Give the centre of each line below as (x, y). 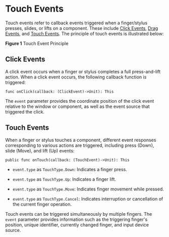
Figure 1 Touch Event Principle (37, 43)
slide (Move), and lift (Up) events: (40, 150)
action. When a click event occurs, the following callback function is (76, 77)
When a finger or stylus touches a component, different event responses (81, 140)
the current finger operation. (42, 204)
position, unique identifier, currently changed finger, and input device (77, 225)
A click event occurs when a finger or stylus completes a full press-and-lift (83, 71)
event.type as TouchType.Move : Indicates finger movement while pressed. (88, 189)
